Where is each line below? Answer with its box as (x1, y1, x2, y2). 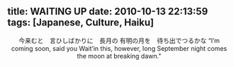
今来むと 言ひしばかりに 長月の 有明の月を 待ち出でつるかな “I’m (18, 36, 220, 44)
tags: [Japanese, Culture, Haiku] (7, 17, 155, 29)
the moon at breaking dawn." (77, 51, 162, 60)
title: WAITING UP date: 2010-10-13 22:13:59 (7, 6, 208, 18)
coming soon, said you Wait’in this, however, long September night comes (11, 44, 228, 52)
